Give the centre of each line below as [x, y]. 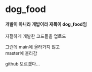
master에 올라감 [21, 53]
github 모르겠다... [23, 64]
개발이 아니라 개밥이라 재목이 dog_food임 [46, 24]
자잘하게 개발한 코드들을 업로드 [36, 36]
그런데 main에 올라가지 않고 [33, 47]
